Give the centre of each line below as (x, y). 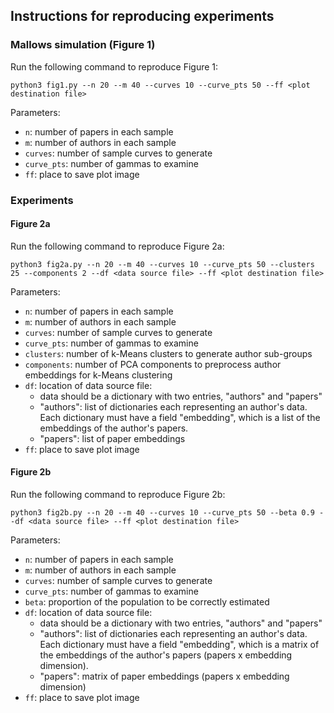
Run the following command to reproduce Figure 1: (114, 66)
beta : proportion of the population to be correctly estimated (147, 602)
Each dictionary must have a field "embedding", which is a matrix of (179, 645)
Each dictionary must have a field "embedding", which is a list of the (180, 417)
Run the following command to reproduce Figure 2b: (118, 495)
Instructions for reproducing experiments (142, 16)
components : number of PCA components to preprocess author (153, 364)
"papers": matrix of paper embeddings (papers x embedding (164, 676)
